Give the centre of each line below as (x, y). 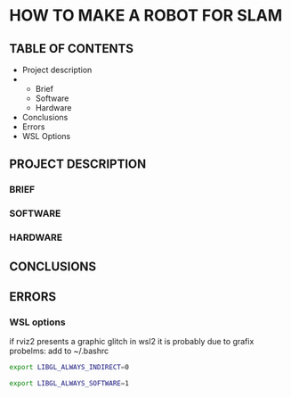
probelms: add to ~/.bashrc (59, 351)
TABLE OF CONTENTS (71, 49)
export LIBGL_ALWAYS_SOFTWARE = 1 (69, 384)
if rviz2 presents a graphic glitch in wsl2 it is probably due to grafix (132, 342)
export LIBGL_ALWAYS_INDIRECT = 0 (69, 368)
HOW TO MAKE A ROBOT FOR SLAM (146, 16)
